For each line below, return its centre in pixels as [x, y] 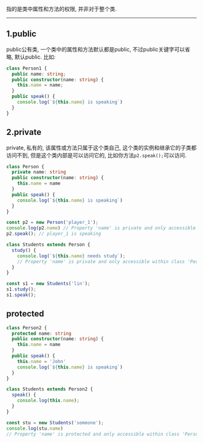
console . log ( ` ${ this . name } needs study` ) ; [71, 256]
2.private [24, 132]
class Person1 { [27, 68]
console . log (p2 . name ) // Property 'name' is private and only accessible [101, 228]
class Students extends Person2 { [50, 389]
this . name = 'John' [42, 361]
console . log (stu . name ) [35, 428]
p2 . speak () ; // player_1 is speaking [54, 234]
